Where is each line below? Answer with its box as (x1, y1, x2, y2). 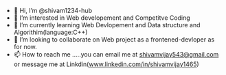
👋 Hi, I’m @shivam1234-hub (13, 7, 93, 14)
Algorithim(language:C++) (13, 28, 88, 36)
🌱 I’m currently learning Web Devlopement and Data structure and (13, 21, 201, 29)
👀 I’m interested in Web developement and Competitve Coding (13, 14, 190, 22)
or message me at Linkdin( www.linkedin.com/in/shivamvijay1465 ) (13, 60, 199, 68)
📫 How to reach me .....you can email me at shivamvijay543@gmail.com (13, 50, 219, 58)
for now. (13, 43, 38, 50)
